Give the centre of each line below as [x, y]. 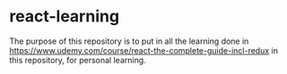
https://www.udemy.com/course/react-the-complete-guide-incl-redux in [143, 50]
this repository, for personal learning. [78, 60]
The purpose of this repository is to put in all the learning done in [129, 41]
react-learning [64, 16]
